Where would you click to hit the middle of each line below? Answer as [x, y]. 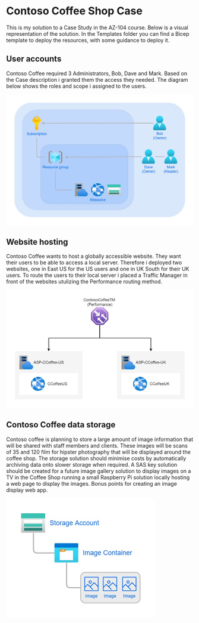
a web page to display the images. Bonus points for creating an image [91, 483]
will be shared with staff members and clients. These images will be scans [97, 445]
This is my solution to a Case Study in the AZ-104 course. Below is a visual [97, 27]
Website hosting [37, 242]
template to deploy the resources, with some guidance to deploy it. [88, 40]
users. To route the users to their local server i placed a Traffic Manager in [97, 275]
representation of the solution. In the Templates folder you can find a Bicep [98, 33]
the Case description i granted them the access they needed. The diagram [97, 79]
